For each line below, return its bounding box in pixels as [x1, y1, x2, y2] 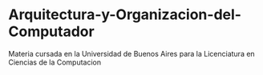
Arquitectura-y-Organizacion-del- [8, 6, 242, 24]
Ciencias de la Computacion [8, 57, 102, 67]
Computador [8, 22, 95, 41]
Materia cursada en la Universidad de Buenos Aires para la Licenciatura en [8, 49, 255, 58]
